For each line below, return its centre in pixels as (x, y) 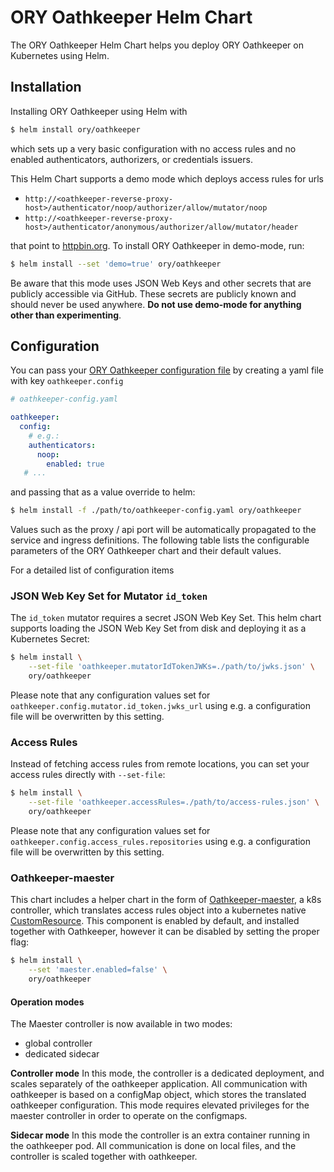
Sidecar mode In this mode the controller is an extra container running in (160, 1135)
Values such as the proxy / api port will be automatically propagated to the (163, 530)
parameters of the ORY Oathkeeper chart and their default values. (146, 551)
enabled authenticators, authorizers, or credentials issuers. (131, 159)
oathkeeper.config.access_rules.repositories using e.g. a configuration (161, 842)
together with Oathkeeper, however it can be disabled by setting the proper (165, 932)
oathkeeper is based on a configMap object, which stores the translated (158, 1095)
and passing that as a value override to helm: (103, 492)
